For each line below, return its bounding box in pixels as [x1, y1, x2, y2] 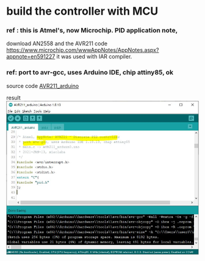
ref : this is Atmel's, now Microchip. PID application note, [6, 26, 178, 35]
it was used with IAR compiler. [56, 53, 132, 61]
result [6, 94, 21, 101]
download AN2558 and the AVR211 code [6, 40, 108, 47]
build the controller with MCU [6, 4, 159, 18]
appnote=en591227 [6, 53, 56, 61]
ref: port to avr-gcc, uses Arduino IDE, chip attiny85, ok [6, 68, 174, 77]
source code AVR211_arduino [6, 82, 79, 89]
